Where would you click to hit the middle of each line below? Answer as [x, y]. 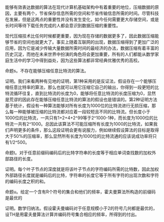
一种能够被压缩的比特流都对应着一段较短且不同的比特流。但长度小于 [82, 112]
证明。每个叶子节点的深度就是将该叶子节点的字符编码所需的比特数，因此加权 [82, 169]
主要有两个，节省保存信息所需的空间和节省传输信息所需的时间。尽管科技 [86, 13]
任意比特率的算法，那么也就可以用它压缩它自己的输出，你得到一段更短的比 [84, 87]
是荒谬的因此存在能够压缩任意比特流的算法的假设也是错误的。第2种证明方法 [81, 100]
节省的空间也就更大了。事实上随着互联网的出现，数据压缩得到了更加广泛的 [84, 42]
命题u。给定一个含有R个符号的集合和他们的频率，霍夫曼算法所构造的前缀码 [81, 192]
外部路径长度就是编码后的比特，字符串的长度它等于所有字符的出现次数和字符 [82, 175]
